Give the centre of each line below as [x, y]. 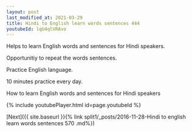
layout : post [23, 12]
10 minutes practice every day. [45, 82]
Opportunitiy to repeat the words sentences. [62, 58]
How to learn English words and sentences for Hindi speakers [84, 93]
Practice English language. [39, 70]
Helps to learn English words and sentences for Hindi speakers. [86, 46]
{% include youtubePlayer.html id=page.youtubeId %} [74, 105]
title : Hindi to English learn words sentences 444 [73, 23]
